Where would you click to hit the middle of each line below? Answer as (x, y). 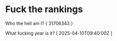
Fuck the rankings (44, 9)
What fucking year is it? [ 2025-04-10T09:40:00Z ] (59, 33)
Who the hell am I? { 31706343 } (39, 23)
